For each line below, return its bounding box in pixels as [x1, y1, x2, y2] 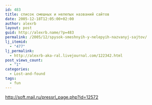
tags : [5, 76, 16, 81]
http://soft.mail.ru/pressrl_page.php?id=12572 [5, 94, 99, 100]
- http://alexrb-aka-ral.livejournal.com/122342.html [9, 53, 123, 58]
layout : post [5, 26, 32, 31]
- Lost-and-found [9, 71, 46, 76]
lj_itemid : [5, 39, 28, 44]
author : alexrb [5, 21, 37, 26]
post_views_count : [5, 58, 43, 63]
